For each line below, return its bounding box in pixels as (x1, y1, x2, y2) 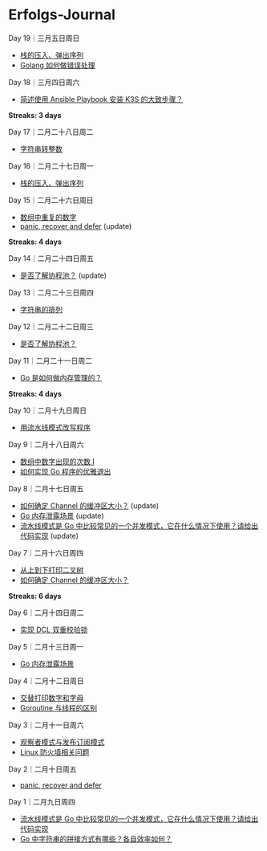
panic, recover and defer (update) (19, 221, 132, 230)
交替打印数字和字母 (19, 693, 84, 702)
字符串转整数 (19, 144, 63, 153)
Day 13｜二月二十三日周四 (8, 287, 94, 297)
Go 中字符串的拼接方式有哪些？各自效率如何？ (19, 833, 172, 844)
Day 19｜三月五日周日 (8, 33, 80, 43)
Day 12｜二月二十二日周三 (8, 321, 94, 331)
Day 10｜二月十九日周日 (8, 405, 87, 415)
